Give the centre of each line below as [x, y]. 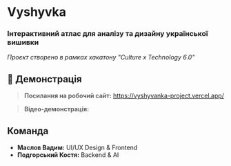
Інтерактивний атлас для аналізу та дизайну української [108, 34]
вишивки [23, 42]
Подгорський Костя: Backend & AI [68, 155]
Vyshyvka [37, 12]
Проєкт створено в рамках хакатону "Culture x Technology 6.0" [101, 57]
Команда [28, 131]
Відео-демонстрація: [57, 109]
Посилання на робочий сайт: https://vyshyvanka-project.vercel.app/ [124, 96]
